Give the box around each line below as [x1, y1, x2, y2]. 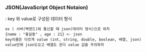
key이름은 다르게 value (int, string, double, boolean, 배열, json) [5, 37, 142, 42]
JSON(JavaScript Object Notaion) [5, 4, 88, 11]
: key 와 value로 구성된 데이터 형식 [5, 16, 73, 22]
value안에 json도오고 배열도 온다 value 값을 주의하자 [5, 43, 104, 48]
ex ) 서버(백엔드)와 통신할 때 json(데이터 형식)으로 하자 [5, 27, 110, 32]
